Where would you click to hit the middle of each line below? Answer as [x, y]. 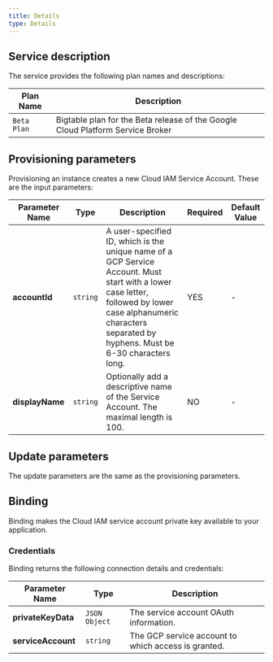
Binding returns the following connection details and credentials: [116, 568]
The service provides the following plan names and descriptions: [117, 76]
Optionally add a [137, 377]
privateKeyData [43, 617]
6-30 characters [138, 353]
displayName [39, 402]
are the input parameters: [51, 187]
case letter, [127, 292]
